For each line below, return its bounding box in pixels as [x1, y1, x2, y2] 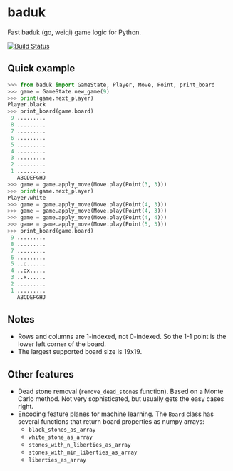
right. [17, 402, 34, 411]
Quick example [7, 62, 76, 75]
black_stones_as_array [28, 426, 96, 434]
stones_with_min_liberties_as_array [28, 449, 138, 457]
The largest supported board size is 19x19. [17, 348, 143, 356]
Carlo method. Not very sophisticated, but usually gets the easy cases [17, 395, 224, 403]
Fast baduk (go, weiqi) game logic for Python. [7, 28, 141, 36]
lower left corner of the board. [17, 340, 107, 348]
